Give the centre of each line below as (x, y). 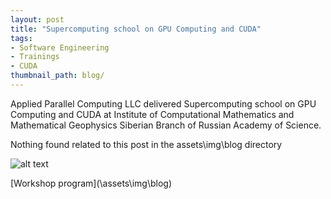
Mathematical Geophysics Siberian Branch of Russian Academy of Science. (166, 125)
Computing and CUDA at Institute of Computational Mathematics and (152, 114)
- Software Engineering (60, 47)
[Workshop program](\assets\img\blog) (91, 183)
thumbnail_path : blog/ (57, 76)
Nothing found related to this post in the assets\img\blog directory (146, 144)
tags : (21, 38)
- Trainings (35, 57)
